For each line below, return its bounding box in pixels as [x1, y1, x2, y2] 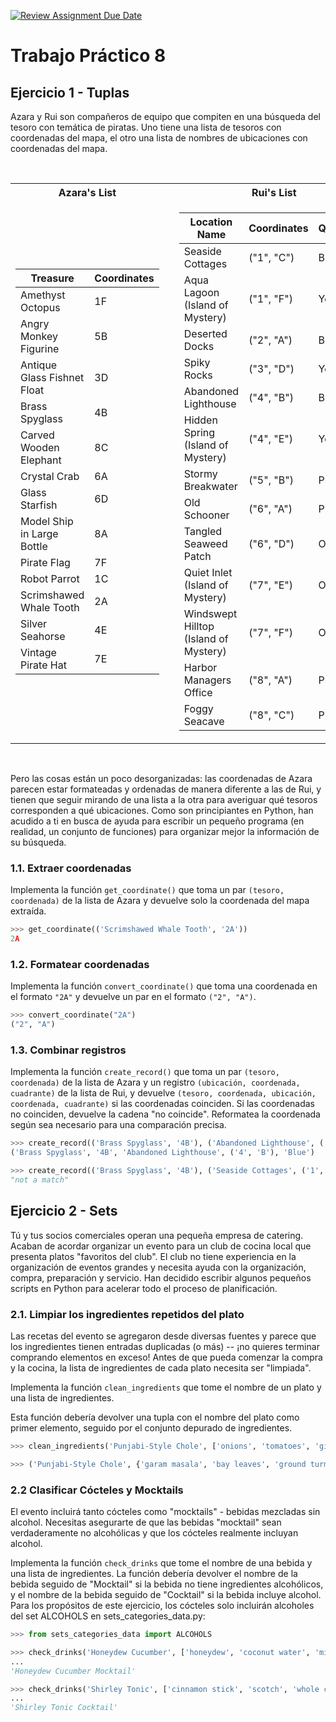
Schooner [183, 508, 230, 522]
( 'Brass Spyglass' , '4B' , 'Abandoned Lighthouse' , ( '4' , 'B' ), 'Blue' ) [10, 1148, 315, 1158]
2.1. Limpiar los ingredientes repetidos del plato [10, 1307, 245, 1321]
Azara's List [58, 186, 117, 199]
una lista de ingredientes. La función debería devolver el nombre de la [10, 1568, 298, 1580]
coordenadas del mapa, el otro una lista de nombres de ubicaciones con [10, 132, 308, 144]
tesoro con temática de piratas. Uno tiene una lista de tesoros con [10, 121, 282, 133]
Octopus [20, 301, 61, 314]
